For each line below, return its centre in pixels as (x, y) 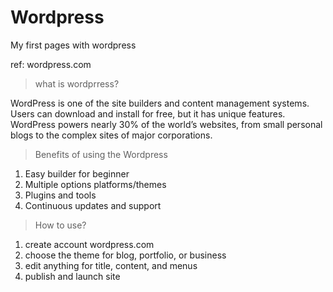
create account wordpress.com (89, 244)
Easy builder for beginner (77, 173)
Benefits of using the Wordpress (101, 154)
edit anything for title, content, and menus (111, 265)
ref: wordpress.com (51, 64)
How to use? (60, 225)
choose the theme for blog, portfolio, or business (125, 255)
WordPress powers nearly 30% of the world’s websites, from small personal (166, 124)
